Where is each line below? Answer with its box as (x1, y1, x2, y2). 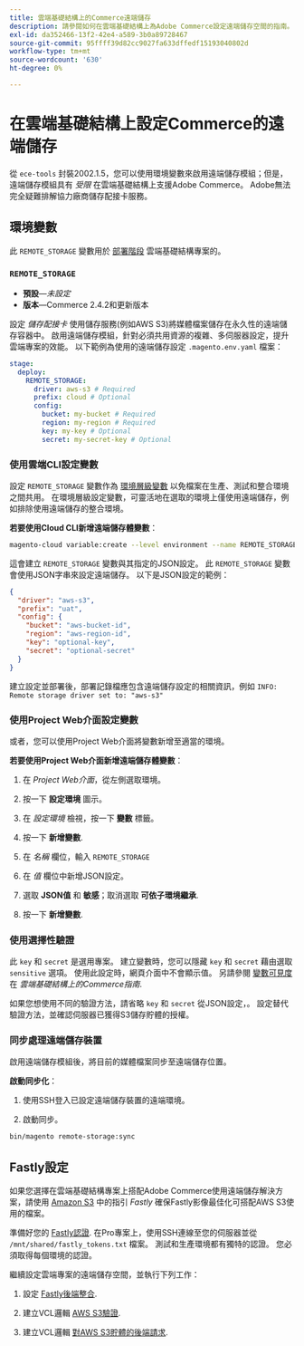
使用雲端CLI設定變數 (9, 458, 99, 471)
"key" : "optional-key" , (25, 638, 116, 648)
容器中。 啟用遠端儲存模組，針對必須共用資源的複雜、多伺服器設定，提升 (16, 330, 290, 341)
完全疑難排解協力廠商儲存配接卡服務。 (9, 190, 152, 201)
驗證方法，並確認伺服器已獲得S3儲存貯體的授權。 (9, 1009, 195, 1020)
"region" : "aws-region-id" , (25, 630, 131, 639)
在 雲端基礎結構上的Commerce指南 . (9, 979, 143, 990)
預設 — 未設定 (22, 287, 71, 299)
